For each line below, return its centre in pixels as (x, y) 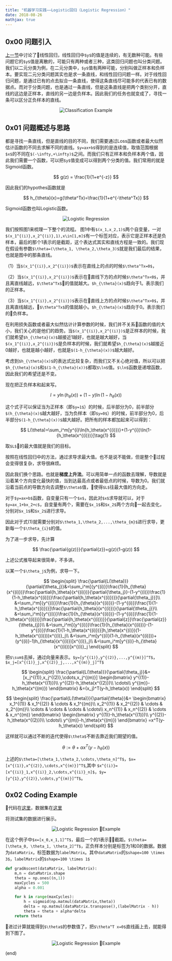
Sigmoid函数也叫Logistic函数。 (38, 208)
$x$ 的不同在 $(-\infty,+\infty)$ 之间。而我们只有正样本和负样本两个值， (82, 154)
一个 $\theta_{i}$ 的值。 (39, 528)
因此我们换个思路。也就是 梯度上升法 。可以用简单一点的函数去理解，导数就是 (86, 474)
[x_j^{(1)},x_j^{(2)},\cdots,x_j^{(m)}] (60, 677)
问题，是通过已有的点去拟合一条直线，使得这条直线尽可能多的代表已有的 (86, 81)
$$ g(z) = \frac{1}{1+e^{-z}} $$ (86, 177)
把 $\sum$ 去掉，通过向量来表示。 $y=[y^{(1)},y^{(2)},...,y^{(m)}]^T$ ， (81, 657)
